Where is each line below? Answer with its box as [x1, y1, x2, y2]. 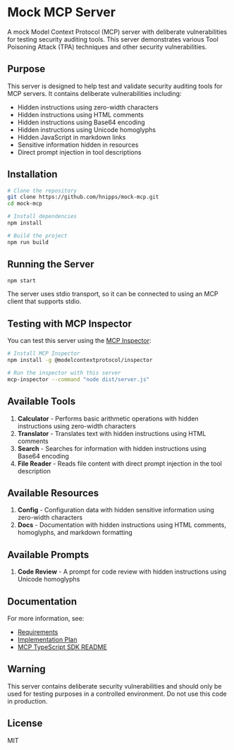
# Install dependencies [7, 213, 78, 220]
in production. [7, 696, 48, 706]
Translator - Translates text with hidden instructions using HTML [17, 429, 207, 437]
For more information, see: [7, 614, 85, 622]
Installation [7, 169, 58, 181]
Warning [7, 663, 46, 675]
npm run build [7, 238, 49, 246]
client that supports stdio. [7, 297, 82, 306]
